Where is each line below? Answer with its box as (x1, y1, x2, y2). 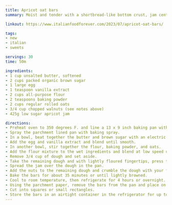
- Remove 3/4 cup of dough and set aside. (5, 154, 97, 159)
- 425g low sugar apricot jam (5, 111, 70, 116)
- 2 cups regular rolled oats (5, 101, 70, 107)
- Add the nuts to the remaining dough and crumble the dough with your (5, 168, 164, 173)
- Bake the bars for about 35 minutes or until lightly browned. (5, 173, 147, 178)
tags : (5, 31, 17, 36)
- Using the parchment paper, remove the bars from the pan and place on (5, 182, 166, 188)
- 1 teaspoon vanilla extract (5, 88, 70, 93)
